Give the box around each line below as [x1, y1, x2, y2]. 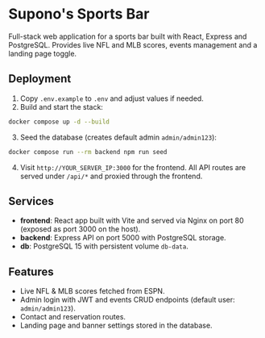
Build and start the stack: [19, 102, 103, 111]
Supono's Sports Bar [8, 5, 150, 23]
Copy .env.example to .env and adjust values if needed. [19, 94, 204, 103]
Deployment [8, 72, 72, 86]
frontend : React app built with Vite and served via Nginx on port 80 [19, 215, 244, 226]
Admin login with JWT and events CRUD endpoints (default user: [19, 295, 235, 305]
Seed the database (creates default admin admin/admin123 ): [19, 132, 217, 142]
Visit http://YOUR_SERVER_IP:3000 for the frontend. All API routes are [19, 162, 246, 172]
